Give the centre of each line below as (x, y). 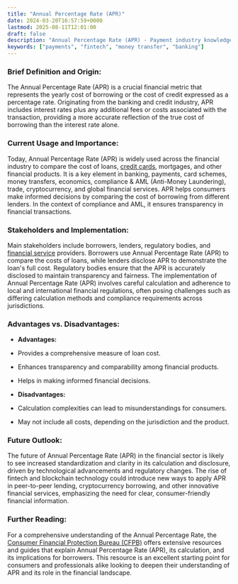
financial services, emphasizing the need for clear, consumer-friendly (109, 493)
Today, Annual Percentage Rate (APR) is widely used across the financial (113, 159)
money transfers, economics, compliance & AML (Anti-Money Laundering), (117, 181)
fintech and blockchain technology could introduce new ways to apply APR (117, 478)
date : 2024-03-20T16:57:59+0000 (55, 21)
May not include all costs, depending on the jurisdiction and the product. (123, 422)
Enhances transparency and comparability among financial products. (118, 367)
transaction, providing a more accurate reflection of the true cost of (106, 117)
